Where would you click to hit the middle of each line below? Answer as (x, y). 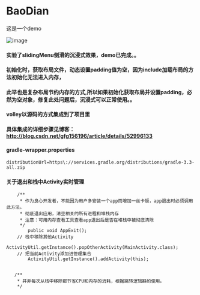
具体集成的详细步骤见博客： (41, 129)
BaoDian (28, 11)
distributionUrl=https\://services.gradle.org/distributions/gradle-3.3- (101, 162)
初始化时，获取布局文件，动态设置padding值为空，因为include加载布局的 (97, 70)
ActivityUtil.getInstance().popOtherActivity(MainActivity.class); (92, 248)
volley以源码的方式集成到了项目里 (48, 115)
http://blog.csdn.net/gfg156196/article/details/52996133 (80, 136)
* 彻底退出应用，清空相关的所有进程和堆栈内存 (69, 214)
